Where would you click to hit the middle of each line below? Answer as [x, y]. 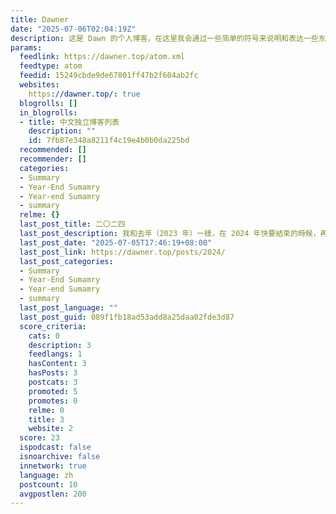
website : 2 [51, 429]
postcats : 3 [53, 382]
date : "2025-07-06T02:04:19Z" [73, 29]
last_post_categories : [66, 261]
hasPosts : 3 [53, 373]
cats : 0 [44, 336]
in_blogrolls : [48, 112]
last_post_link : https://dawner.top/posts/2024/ [122, 252]
